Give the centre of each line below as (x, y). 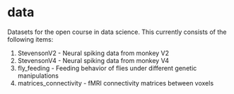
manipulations (38, 76)
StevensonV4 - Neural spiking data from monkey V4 (93, 60)
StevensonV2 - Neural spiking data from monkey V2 (93, 53)
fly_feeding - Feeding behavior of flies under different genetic (107, 68)
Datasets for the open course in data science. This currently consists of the (117, 32)
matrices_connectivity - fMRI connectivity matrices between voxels (116, 83)
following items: (30, 39)
